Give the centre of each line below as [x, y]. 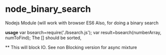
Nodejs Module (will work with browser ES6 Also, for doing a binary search [82, 23]
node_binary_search [48, 9]
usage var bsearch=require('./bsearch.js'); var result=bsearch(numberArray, [83, 32]
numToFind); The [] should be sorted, [43, 38]
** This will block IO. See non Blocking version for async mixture [71, 47]
